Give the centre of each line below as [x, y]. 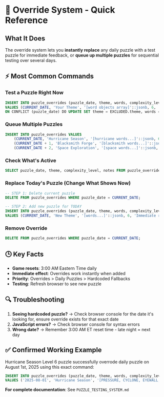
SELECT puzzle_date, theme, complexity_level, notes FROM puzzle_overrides [84, 171]
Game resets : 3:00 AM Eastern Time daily [54, 268]
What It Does [25, 38]
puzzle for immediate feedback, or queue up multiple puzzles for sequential [82, 55]
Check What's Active [31, 160]
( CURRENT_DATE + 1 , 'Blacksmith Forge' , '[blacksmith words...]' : [83, 143]
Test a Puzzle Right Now [34, 93]
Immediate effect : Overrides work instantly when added [69, 273]
